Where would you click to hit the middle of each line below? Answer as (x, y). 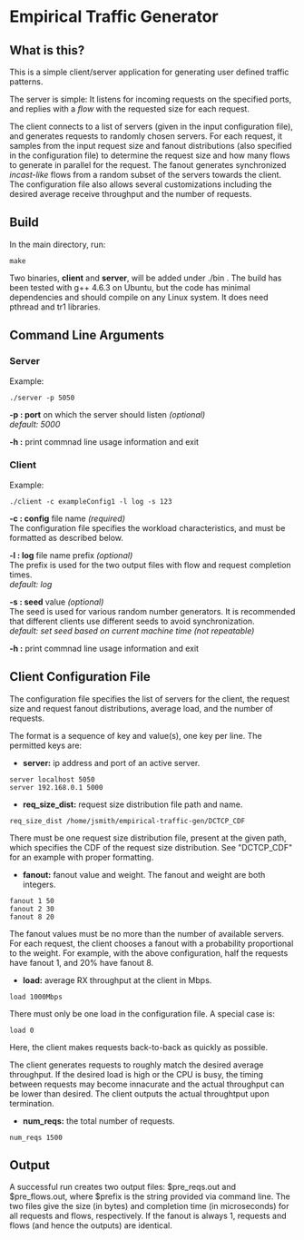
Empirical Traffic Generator (114, 17)
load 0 (22, 1030)
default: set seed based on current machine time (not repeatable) (132, 630)
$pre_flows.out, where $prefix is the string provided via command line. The (150, 1196)
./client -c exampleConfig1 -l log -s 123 (91, 501)
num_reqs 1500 (36, 1137)
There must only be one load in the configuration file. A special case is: (142, 1013)
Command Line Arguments (87, 335)
